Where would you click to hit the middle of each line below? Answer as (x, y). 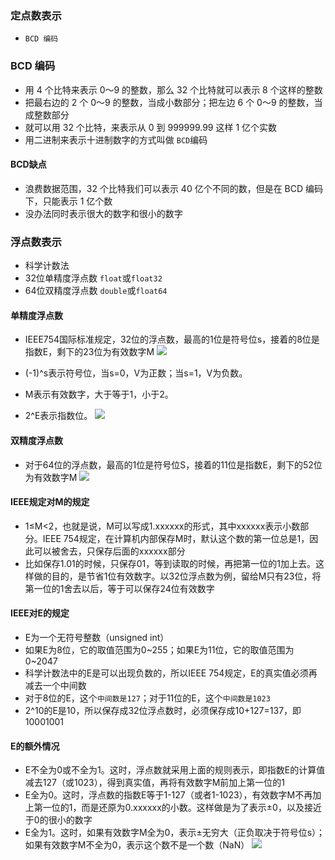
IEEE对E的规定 (40, 613)
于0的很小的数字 (58, 820)
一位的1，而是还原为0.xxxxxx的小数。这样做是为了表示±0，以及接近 (182, 808)
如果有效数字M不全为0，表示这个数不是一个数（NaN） (137, 845)
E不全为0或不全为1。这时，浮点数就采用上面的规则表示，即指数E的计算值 (175, 770)
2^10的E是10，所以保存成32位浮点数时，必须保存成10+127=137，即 (163, 710)
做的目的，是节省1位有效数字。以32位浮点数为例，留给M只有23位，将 (177, 576)
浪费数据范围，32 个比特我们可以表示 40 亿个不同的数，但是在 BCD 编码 (174, 188)
